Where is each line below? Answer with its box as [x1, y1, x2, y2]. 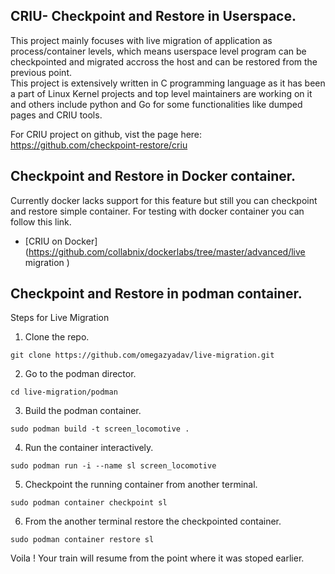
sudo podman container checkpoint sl [10, 498, 168, 508]
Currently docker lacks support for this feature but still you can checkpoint [10, 194, 318, 206]
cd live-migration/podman [10, 387, 118, 398]
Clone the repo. [24, 331, 90, 343]
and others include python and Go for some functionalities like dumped [10, 98, 303, 110]
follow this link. [10, 215, 72, 228]
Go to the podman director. [24, 368, 137, 380]
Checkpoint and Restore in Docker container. [10, 168, 297, 185]
